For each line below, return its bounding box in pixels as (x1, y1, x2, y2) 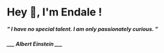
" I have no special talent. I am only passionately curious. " (7, 25, 159, 32)
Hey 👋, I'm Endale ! (7, 5, 102, 19)
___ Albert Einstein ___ (7, 40, 63, 48)
